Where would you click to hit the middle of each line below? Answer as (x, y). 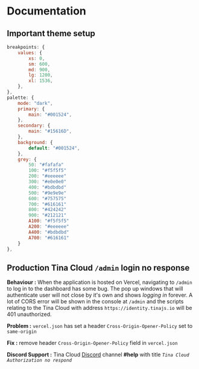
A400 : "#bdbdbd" (49, 232)
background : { (35, 142)
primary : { (31, 109)
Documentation (47, 11)
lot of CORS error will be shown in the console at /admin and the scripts (95, 301)
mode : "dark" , (35, 103)
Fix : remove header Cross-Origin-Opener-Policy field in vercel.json (92, 343)
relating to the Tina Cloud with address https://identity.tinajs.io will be (99, 308)
